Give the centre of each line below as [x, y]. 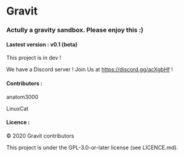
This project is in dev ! [34, 58]
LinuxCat [18, 108]
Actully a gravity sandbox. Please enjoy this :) [75, 30]
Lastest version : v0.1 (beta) [42, 44]
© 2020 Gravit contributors [40, 136]
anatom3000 [22, 97]
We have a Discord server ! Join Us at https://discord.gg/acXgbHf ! [90, 69]
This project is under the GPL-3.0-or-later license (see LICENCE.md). [92, 147]
